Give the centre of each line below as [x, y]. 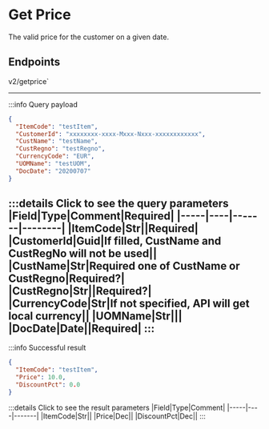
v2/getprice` [29, 81]
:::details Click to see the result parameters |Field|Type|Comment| [117, 407]
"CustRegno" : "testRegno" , [60, 149]
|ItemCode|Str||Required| [133, 229]
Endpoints [34, 62]
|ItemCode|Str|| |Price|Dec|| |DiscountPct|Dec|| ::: [123, 416]
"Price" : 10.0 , [41, 378]
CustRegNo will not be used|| [83, 254]
